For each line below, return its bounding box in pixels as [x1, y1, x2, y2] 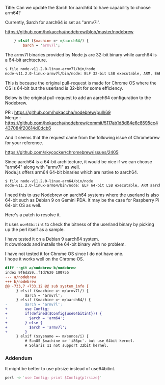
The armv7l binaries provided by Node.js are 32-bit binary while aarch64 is [5, 51, 157, 57]
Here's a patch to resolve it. [5, 212, 61, 218]
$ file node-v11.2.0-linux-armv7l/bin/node [5, 66, 96, 71]
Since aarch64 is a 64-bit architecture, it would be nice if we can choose [5, 158, 152, 164]
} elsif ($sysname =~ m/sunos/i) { [16, 334, 89, 339]
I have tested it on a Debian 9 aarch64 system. [5, 236, 99, 242]
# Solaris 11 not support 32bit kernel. [25, 343, 109, 348]
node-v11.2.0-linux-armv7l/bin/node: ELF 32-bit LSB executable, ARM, [5, 71, 153, 76]
